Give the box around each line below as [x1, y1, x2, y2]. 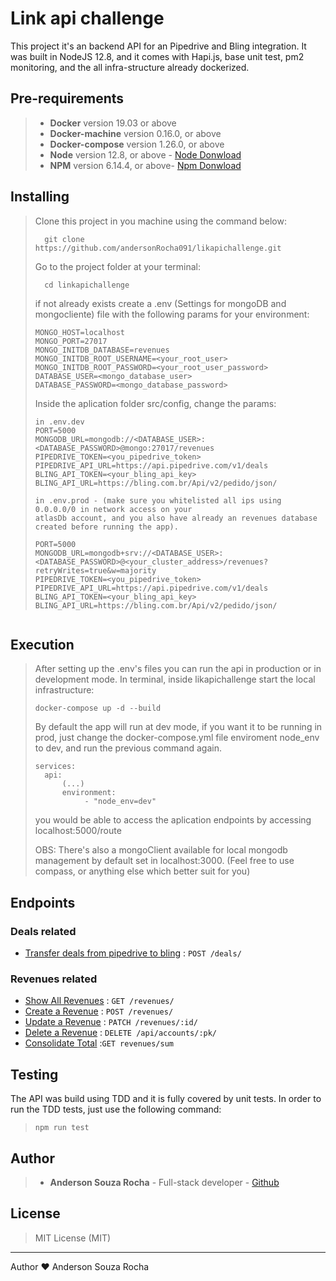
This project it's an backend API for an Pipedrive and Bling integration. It [10, 40, 307, 52]
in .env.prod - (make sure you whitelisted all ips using [34, 495, 282, 506]
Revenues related [10, 972, 98, 986]
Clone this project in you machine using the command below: [34, 215, 287, 227]
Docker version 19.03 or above [49, 117, 177, 129]
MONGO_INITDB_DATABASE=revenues [34, 345, 170, 355]
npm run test [34, 1123, 90, 1133]
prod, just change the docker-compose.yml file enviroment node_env [34, 732, 320, 744]
